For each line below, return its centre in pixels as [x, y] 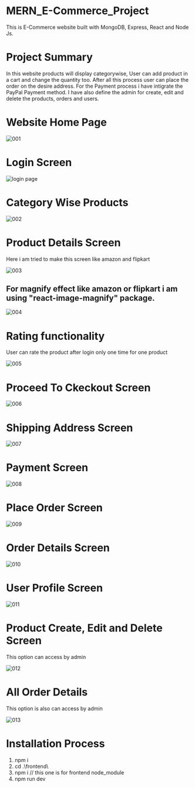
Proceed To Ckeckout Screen [78, 388]
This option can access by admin [46, 657]
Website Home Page [56, 122]
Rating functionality [56, 336]
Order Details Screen [58, 548]
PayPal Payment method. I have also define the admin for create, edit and [95, 92]
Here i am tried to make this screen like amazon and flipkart [78, 259]
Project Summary [49, 57]
